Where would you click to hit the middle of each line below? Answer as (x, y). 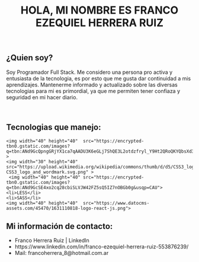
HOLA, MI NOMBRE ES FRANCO (99, 10)
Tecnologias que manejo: (54, 127)
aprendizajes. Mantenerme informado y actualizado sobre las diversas (92, 85)
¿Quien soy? (30, 58)
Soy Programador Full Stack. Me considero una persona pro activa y (89, 72)
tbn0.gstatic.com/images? (38, 182)
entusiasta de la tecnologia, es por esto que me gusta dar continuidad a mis (99, 78)
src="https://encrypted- (113, 177)
